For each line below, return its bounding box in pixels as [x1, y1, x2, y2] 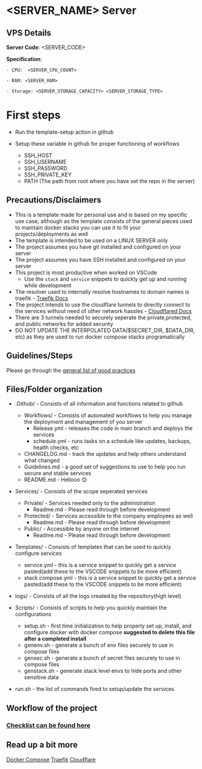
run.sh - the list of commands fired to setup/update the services [14, 686, 175, 693]
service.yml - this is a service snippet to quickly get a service [24, 562, 177, 569]
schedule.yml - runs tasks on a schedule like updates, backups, [33, 438, 192, 445]
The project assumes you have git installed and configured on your [14, 243, 181, 250]
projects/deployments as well [14, 230, 89, 238]
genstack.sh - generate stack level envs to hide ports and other [24, 667, 182, 675]
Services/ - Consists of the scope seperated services [14, 488, 148, 495]
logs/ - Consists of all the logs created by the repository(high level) [14, 592, 182, 600]
